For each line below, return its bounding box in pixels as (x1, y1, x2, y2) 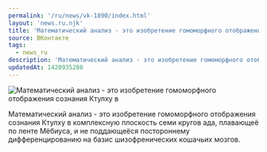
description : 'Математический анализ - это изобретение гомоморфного (8, 57, 244, 64)
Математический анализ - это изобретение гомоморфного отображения (8, 109, 256, 119)
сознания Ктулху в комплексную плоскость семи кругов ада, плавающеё (8, 117, 259, 127)
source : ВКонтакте (8, 33, 69, 42)
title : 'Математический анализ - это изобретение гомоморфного (8, 26, 222, 34)
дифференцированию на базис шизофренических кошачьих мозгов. (8, 134, 241, 144)
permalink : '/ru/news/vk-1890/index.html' (8, 11, 151, 20)
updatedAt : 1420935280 (8, 64, 83, 72)
